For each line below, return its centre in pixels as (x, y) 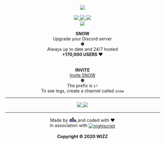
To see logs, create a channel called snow (82, 91)
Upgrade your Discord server (82, 39)
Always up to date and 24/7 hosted (82, 49)
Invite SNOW (82, 75)
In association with (69, 125)
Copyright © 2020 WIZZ (82, 136)
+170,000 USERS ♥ (82, 54)
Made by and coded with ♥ (82, 120)
